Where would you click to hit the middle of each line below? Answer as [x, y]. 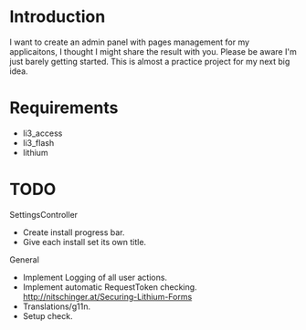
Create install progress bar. [74, 232]
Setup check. [47, 315]
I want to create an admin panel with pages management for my [129, 42]
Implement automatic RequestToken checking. [110, 287]
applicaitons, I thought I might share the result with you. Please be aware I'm [153, 51]
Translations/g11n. [57, 306]
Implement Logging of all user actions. [95, 277]
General [24, 259]
